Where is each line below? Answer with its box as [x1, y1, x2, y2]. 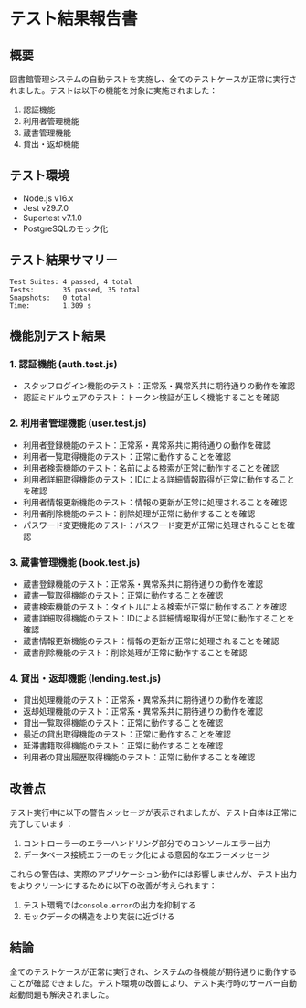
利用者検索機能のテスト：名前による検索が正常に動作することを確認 [22, 462, 280, 473]
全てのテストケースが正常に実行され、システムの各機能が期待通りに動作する [9, 966, 298, 977]
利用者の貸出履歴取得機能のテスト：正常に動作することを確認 [22, 751, 256, 763]
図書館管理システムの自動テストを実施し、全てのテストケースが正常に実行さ [9, 74, 297, 84]
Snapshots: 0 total [9, 293, 92, 302]
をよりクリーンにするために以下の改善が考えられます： [9, 880, 217, 891]
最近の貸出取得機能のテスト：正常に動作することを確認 [22, 728, 231, 740]
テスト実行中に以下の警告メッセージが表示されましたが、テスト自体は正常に [9, 807, 298, 818]
